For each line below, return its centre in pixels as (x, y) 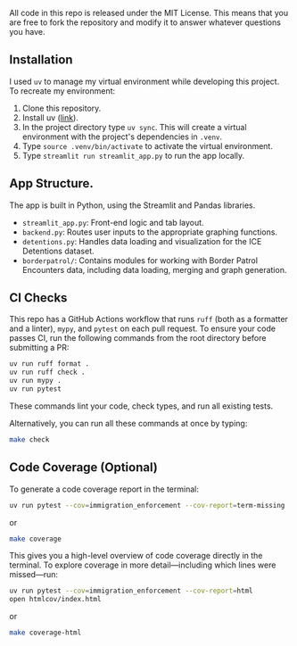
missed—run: (34, 575)
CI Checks (38, 298)
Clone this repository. (62, 108)
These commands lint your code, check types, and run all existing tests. (141, 406)
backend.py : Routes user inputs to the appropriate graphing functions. (150, 232)
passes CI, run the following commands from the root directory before (138, 338)
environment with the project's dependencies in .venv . (122, 137)
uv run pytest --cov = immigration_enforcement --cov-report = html (131, 591)
